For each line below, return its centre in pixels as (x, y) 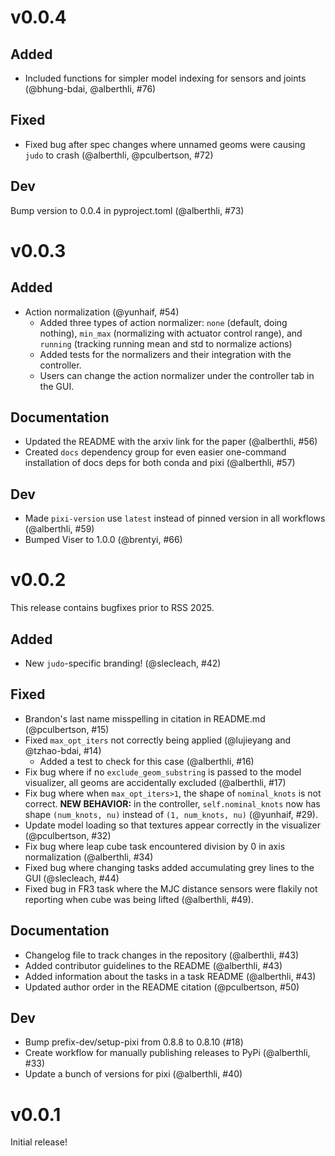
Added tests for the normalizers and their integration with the (165, 354)
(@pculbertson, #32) (68, 835)
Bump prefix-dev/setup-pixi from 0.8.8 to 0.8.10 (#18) (134, 1042)
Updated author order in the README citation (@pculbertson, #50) (162, 987)
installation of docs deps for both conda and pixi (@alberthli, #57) (160, 463)
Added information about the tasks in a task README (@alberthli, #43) (170, 976)
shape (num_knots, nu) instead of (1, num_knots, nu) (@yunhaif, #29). (171, 814)
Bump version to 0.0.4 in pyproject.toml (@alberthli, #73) (127, 210)
